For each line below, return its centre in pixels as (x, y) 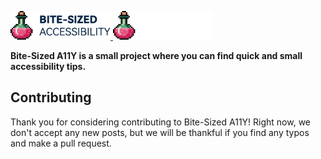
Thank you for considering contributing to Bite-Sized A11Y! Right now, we (161, 122)
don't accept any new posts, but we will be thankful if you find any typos (160, 132)
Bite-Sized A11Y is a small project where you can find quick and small (156, 55)
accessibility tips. (48, 66)
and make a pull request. (61, 143)
